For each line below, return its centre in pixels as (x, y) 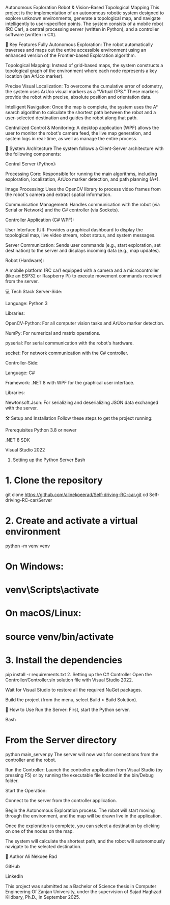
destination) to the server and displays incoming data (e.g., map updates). (83, 251)
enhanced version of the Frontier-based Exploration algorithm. (71, 55)
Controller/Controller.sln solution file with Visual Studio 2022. (69, 680)
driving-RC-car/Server (29, 500)
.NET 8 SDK (18, 440)
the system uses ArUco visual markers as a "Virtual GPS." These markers (82, 91)
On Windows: (34, 566)
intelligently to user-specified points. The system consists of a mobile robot (84, 24)
